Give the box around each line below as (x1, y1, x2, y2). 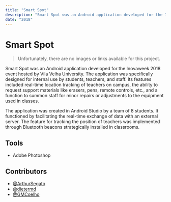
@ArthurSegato (12, 180, 46, 186)
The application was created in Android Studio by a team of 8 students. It (5, 108, 159, 114)
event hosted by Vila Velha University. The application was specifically (5, 71, 153, 77)
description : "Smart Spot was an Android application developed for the (5, 12, 163, 17)
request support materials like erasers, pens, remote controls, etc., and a (5, 87, 158, 93)
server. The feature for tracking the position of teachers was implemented (5, 119, 160, 125)
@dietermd (12, 186, 37, 192)
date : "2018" (5, 17, 33, 22)
